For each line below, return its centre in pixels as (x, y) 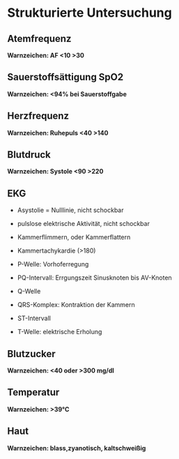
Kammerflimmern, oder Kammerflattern (74, 237)
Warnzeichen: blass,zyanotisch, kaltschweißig (77, 448)
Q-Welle (29, 292)
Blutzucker (31, 354)
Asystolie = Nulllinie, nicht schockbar (70, 210)
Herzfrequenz (38, 116)
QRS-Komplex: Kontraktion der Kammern (76, 305)
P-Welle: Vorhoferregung (53, 264)
